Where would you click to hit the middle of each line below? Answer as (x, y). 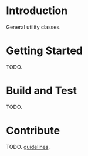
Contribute (33, 131)
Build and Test (42, 91)
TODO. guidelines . (28, 147)
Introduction (37, 11)
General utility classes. (33, 27)
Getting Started (45, 51)
